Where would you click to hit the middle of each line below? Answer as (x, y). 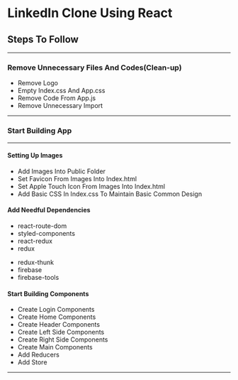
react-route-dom (42, 226)
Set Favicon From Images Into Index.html (77, 178)
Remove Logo (38, 83)
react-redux (35, 241)
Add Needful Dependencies (49, 210)
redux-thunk (36, 262)
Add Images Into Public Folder (62, 171)
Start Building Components (48, 293)
